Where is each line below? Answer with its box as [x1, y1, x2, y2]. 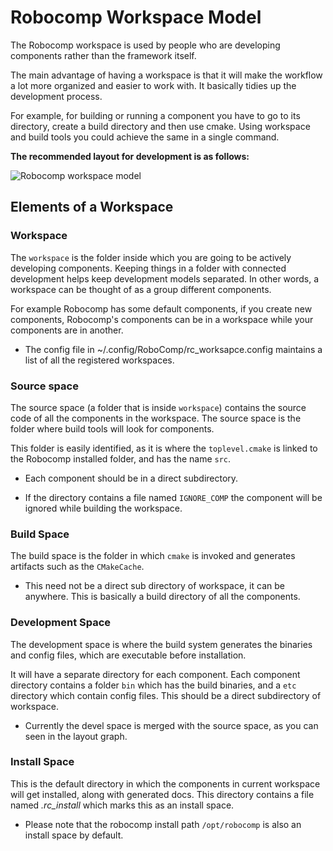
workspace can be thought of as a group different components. [10, 283, 272, 295]
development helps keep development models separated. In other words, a [10, 272, 320, 285]
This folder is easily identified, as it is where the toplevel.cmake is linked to [10, 442, 318, 454]
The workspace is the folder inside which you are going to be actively [10, 251, 292, 263]
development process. [10, 90, 103, 102]
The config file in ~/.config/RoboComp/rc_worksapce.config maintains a [24, 343, 323, 355]
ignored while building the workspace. [24, 502, 183, 514]
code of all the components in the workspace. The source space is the [10, 412, 302, 424]
